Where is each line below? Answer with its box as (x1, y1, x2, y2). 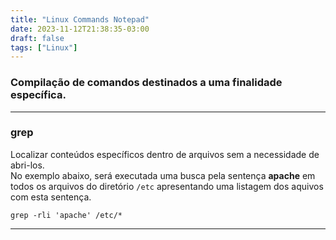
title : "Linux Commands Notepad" (10, 14, 150, 25)
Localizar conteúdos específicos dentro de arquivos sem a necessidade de (10, 148, 320, 160)
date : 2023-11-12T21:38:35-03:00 (10, 24, 150, 34)
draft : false (10, 33, 65, 43)
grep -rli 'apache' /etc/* (10, 210, 123, 220)
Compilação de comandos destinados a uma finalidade (10, 76, 283, 90)
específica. (10, 88, 67, 102)
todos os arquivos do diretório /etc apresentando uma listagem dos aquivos (10, 180, 324, 192)
